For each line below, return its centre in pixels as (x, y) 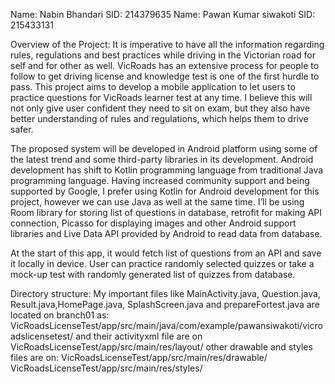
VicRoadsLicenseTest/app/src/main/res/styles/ (106, 368)
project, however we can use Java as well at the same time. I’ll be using (157, 202)
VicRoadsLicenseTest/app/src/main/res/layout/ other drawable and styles (161, 347)
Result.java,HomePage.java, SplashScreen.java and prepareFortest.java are (165, 304)
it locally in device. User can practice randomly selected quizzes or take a (162, 263)
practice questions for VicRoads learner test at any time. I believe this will (161, 97)
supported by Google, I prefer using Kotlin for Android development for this (165, 191)
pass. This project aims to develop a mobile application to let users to (153, 87)
